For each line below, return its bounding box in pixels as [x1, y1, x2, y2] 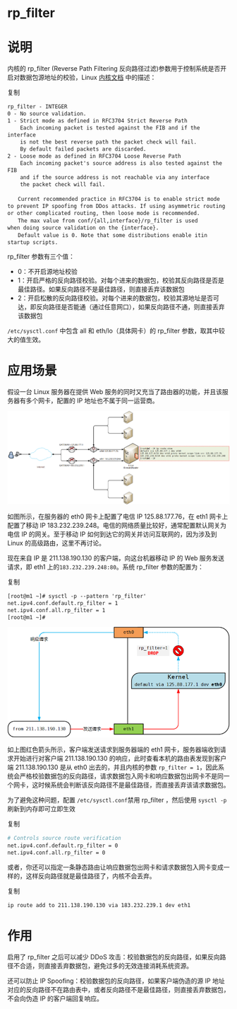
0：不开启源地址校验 [17, 267, 78, 276]
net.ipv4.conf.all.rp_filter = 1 [7, 606, 106, 613]
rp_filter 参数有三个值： [7, 253, 75, 261]
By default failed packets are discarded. [20, 146, 147, 153]
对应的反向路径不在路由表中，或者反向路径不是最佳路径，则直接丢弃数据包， [7, 986, 230, 994]
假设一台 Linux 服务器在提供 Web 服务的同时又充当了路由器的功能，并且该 [7, 388, 223, 396]
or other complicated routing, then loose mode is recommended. [7, 210, 200, 217]
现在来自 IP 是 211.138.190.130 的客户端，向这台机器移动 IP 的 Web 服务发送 [7, 553, 224, 562]
